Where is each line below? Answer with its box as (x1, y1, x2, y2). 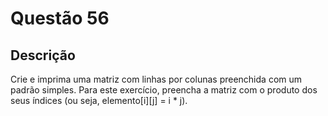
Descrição (10, 47, 76, 64)
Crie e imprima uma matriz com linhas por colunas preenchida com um (10, 73, 303, 85)
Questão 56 (10, 7, 110, 30)
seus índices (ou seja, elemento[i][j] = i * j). (10, 95, 188, 106)
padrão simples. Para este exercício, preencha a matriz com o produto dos (10, 84, 318, 96)
